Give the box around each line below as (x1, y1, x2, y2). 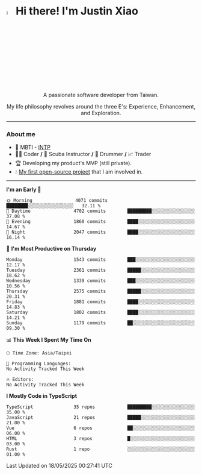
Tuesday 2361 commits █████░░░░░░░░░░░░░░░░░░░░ (6, 267, 195, 274)
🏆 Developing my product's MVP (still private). (14, 160, 132, 167)
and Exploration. (81, 110, 121, 117)
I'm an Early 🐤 (6, 186, 41, 193)
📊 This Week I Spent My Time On (6, 336, 91, 344)
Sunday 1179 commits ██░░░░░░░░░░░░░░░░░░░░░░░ (6, 320, 195, 326)
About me (6, 130, 36, 139)
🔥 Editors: (6, 377, 34, 383)
